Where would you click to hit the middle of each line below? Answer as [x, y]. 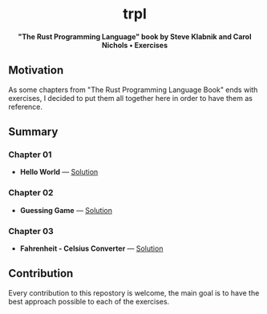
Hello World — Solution [59, 172]
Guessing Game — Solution [66, 210]
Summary [33, 132]
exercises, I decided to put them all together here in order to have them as [130, 98]
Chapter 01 [30, 155]
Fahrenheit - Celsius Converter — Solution [91, 248]
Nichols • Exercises [135, 45]
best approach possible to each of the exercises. [89, 301]
